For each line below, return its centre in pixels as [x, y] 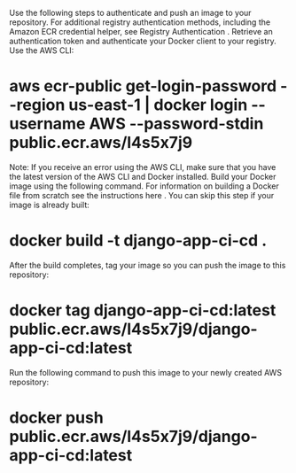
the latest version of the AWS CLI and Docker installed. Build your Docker [143, 176]
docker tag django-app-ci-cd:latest [143, 310]
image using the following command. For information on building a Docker [144, 186]
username [47, 124]
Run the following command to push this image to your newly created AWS [145, 372]
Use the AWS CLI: [42, 50]
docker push [56, 418]
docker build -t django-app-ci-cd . [138, 240]
